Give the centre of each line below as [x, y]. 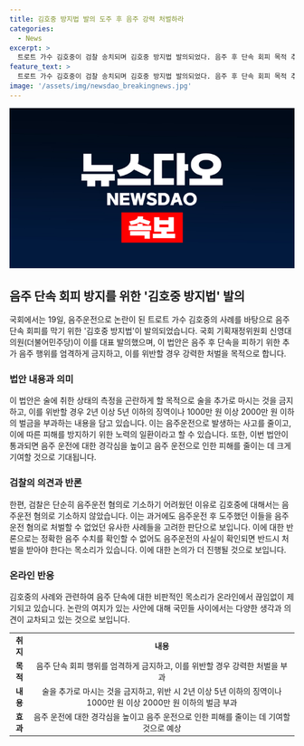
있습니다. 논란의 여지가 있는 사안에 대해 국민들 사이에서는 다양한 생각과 [157, 607]
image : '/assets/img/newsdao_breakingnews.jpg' [101, 86]
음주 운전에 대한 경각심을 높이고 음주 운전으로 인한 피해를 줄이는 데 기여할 [162, 717]
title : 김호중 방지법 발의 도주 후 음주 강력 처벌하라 [97, 19]
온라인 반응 [32, 575]
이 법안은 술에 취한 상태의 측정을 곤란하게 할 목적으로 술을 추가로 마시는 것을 [143, 401]
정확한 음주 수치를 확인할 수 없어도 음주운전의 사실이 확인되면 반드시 [160, 538]
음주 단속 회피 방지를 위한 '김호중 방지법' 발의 [128, 296]
